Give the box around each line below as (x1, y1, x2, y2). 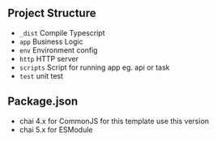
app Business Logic (19, 36, 83, 46)
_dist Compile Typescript (19, 28, 105, 37)
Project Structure (7, 6, 96, 20)
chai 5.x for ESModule (19, 125, 94, 135)
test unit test (19, 70, 64, 80)
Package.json (7, 95, 79, 109)
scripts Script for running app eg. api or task (19, 62, 170, 72)
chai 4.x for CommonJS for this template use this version (19, 116, 210, 126)
